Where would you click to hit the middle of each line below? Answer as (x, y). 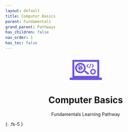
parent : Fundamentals (28, 21)
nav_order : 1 (19, 38)
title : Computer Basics (31, 16)
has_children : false (27, 32)
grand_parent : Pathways (31, 27)
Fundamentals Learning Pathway (86, 114)
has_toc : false (21, 43)
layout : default (22, 11)
